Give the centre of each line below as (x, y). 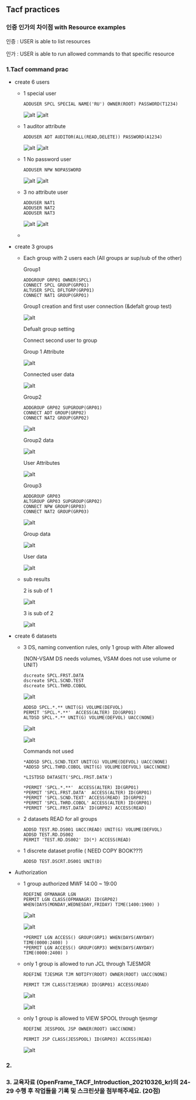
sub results (37, 579)
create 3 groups (34, 246)
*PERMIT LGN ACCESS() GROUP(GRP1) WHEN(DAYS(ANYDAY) (89, 937)
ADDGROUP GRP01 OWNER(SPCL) (57, 280)
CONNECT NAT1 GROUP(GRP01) (56, 295)
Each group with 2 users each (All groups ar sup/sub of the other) (103, 258)
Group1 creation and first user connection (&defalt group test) (97, 306)
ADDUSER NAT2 (39, 208)
